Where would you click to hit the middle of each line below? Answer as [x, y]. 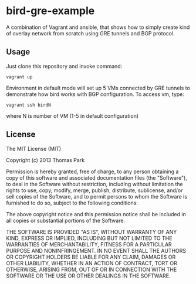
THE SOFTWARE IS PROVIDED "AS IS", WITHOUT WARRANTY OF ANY [92, 232]
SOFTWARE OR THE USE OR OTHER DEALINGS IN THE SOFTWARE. [88, 276]
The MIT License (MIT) [34, 148]
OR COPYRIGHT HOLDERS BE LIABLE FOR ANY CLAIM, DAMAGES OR [91, 257]
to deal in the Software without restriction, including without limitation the [94, 184]
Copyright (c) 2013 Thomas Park [45, 160]
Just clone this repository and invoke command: [64, 66]
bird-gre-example [50, 11]
